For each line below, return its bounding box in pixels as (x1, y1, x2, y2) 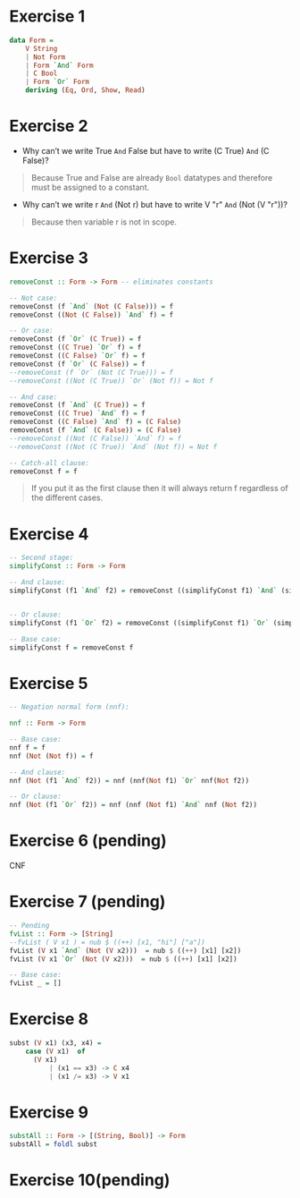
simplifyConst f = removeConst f (9, 642, 134, 652)
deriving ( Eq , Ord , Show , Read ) (25, 86, 146, 95)
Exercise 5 (9, 673, 88, 693)
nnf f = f (9, 743, 46, 752)
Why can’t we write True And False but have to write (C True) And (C (21, 146, 270, 156)
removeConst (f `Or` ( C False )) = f (9, 360, 146, 369)
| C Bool (25, 69, 58, 78)
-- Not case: (9, 293, 58, 302)
